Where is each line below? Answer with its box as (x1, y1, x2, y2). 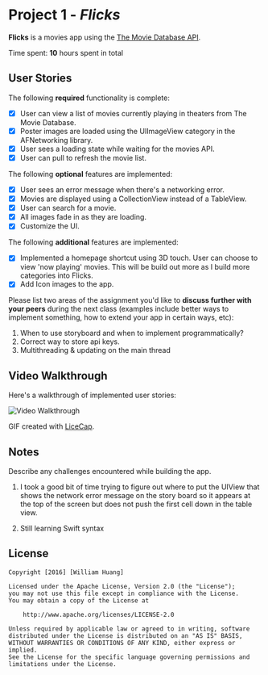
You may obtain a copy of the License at (8, 596, 150, 605)
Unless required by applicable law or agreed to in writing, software (8, 624, 250, 633)
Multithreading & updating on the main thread (19, 346, 171, 355)
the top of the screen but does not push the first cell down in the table (19, 499, 253, 509)
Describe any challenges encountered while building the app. (8, 467, 212, 476)
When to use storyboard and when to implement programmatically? (19, 329, 244, 338)
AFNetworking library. (19, 135, 93, 145)
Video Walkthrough (8, 369, 108, 383)
